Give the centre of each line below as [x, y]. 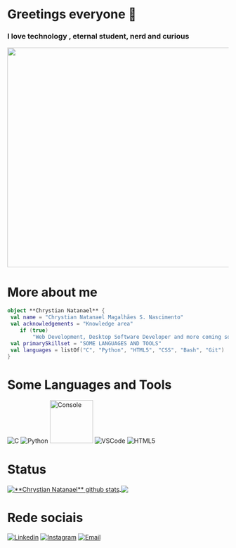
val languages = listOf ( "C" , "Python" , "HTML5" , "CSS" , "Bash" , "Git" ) [117, 350]
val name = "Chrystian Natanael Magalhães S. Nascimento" [97, 318]
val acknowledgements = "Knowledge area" [72, 324]
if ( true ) [34, 330]
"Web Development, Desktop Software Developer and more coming [127, 337]
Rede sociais [45, 518]
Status [27, 469]
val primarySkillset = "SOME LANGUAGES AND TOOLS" [86, 343]
